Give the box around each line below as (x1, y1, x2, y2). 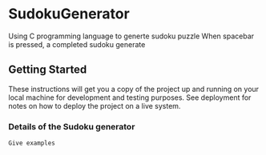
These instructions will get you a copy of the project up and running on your (8, 84, 259, 93)
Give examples (8, 139, 56, 148)
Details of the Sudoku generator (8, 121, 135, 132)
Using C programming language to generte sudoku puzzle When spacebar (8, 31, 255, 41)
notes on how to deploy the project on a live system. (8, 101, 181, 110)
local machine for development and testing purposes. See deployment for (8, 93, 252, 102)
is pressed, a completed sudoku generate (8, 39, 146, 49)
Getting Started (8, 63, 87, 77)
